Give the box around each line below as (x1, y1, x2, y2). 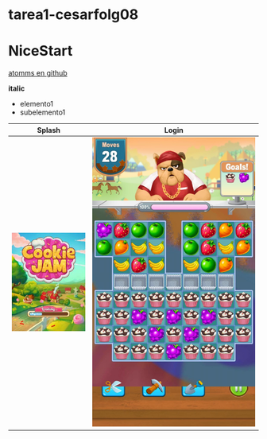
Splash (37, 125, 61, 134)
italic (8, 84, 25, 93)
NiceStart (8, 42, 73, 60)
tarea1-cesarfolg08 (8, 6, 139, 24)
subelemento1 (19, 107, 66, 117)
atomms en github (8, 68, 68, 78)
